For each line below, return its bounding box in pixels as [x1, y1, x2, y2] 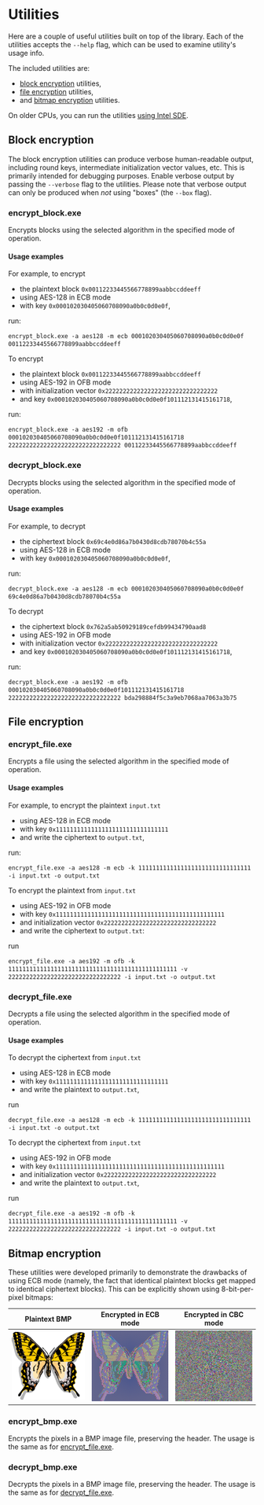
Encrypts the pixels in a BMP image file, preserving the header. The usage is [8, 1433, 255, 1444]
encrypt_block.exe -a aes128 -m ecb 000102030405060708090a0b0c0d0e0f [8, 333, 244, 340]
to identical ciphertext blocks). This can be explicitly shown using [8, 1284, 220, 1293]
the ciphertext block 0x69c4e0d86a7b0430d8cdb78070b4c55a [19, 536, 207, 546]
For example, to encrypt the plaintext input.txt [8, 800, 161, 810]
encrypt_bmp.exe [8, 1415, 78, 1426]
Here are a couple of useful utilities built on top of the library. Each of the [8, 31, 244, 41]
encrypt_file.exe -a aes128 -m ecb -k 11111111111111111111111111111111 [8, 863, 251, 872]
